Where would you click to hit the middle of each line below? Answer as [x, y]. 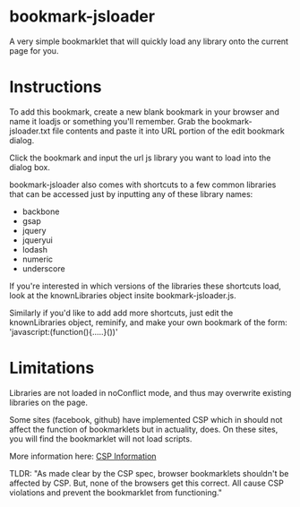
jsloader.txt [30, 131]
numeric [38, 259]
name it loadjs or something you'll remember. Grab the [110, 121]
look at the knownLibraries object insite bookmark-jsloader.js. [123, 295]
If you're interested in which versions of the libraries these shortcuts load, [146, 286]
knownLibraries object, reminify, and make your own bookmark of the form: [149, 322]
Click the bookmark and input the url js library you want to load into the [140, 158]
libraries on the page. [48, 402]
